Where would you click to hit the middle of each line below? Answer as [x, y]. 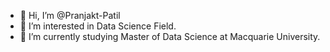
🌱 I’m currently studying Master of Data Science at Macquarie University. [170, 36]
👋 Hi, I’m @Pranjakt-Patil [70, 15]
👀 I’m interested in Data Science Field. [98, 26]
